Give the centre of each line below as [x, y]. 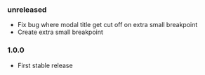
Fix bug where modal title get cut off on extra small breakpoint [107, 25]
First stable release [45, 65]
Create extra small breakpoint [60, 32]
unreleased [27, 10]
